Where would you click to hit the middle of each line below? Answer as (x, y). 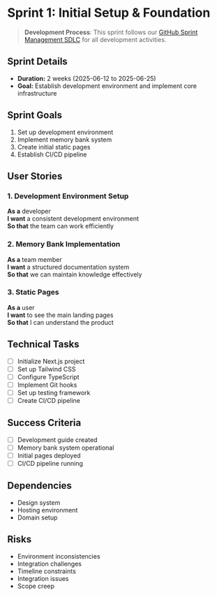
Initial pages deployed (49, 455)
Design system (39, 502)
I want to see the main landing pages (60, 315)
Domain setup (37, 517)
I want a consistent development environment (73, 219)
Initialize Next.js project (51, 361)
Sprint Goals (35, 116)
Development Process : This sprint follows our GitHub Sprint (111, 32)
